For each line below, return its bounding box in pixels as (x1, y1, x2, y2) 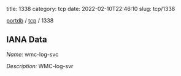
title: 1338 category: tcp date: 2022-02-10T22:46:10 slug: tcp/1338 (6, 5, 175, 12)
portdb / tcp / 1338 (6, 17, 54, 24)
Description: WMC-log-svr (6, 62, 74, 69)
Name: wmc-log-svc (6, 50, 59, 58)
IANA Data (6, 35, 47, 45)
